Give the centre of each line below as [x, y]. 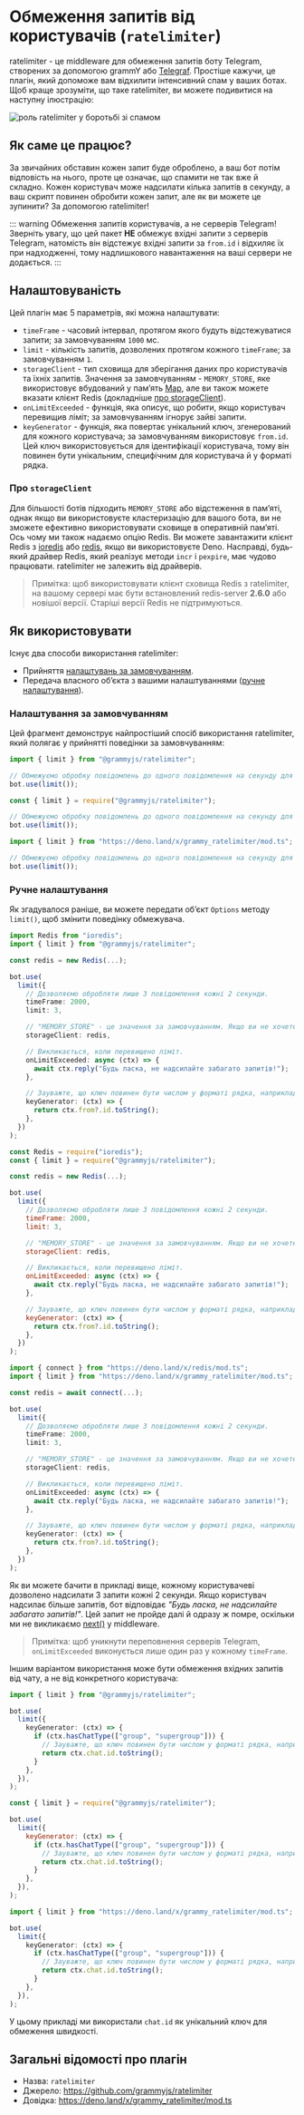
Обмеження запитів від [102, 17]
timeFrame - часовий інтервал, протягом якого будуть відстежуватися [157, 330]
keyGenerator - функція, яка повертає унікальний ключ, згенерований [157, 426]
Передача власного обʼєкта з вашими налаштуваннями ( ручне [143, 680]
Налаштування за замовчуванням [89, 713]
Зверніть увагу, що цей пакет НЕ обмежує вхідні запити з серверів [139, 233]
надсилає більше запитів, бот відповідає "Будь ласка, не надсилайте [143, 1604]
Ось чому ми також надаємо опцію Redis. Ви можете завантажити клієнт [151, 537]
